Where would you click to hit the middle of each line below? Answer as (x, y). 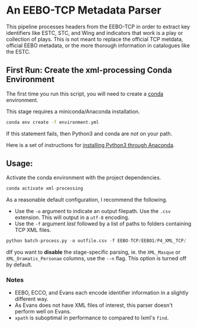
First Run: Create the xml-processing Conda (89, 71)
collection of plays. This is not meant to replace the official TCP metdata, (95, 39)
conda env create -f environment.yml (53, 122)
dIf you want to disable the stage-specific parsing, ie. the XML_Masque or (93, 252)
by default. (19, 265)
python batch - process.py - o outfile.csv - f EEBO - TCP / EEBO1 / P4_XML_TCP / (96, 241)
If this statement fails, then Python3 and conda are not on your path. (89, 133)
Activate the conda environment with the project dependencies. (84, 178)
